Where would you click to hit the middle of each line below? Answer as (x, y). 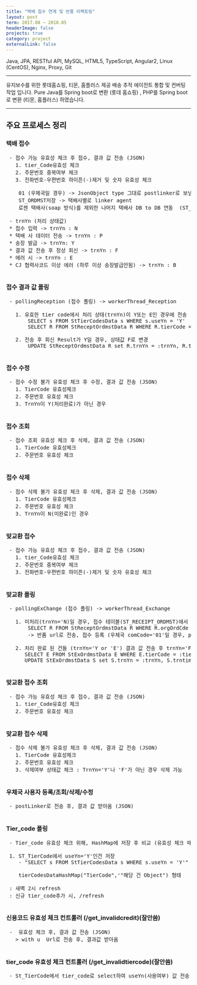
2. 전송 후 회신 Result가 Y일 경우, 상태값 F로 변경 (82, 339)
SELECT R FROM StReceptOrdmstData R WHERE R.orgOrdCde (108, 628)
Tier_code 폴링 (27, 829)
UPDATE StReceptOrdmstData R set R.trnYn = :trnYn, (104, 346)
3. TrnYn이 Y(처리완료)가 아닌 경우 (61, 404)
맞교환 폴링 (21, 594)
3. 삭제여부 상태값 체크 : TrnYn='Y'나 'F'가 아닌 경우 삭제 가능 (99, 770)
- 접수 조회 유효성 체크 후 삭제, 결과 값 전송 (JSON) (77, 440)
